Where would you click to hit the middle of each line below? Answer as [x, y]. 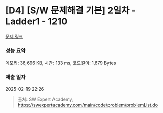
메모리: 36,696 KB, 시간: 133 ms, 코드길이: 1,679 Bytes [61, 63]
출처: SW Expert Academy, [45, 99]
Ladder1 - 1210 [36, 22]
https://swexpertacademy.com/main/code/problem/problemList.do [88, 105]
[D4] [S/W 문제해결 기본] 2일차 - [71, 10]
